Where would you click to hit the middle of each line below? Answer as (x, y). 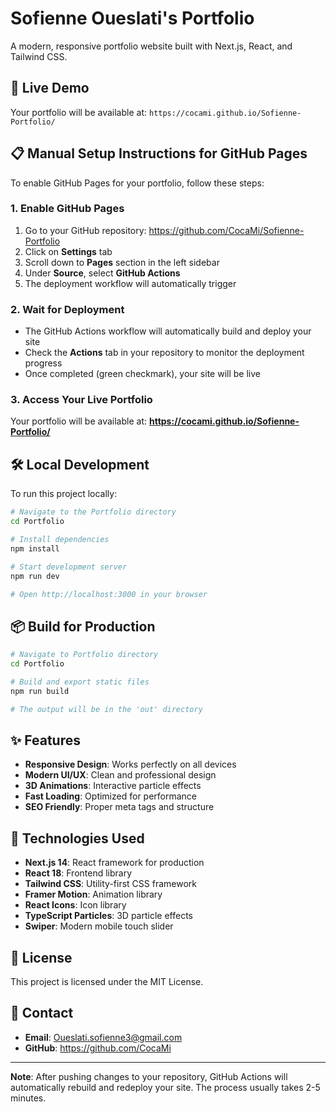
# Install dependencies (60, 540)
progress (43, 363)
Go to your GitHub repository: (85, 230)
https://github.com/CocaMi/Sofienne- (226, 230)
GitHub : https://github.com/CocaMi (98, 1048)
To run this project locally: (64, 494)
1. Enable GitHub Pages (67, 209)
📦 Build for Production (83, 626)
